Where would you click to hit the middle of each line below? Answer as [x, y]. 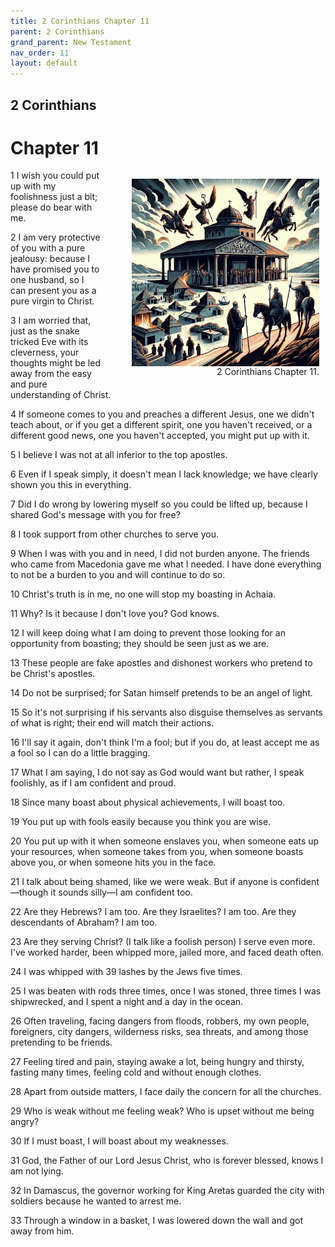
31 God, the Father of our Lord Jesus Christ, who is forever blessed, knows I [167, 1161]
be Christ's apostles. [53, 674]
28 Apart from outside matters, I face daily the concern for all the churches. [166, 1092]
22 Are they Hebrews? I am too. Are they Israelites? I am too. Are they [153, 912]
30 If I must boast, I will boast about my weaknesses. [119, 1141]
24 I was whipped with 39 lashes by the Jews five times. [126, 972]
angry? [25, 1122]
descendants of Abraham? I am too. [84, 922]
